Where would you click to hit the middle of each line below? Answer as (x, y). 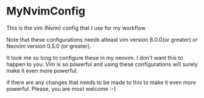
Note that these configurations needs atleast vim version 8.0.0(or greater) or (102, 39)
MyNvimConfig (46, 11)
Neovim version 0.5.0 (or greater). (49, 46)
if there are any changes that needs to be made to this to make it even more (101, 82)
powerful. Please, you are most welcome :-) (61, 88)
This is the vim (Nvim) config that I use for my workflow (76, 28)
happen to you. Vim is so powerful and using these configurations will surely (102, 64)
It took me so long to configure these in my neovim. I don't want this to (95, 57)
